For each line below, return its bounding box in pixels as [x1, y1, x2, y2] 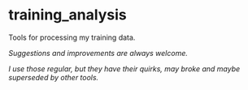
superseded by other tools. [8, 72, 99, 82]
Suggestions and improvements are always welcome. [8, 48, 189, 58]
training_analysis [8, 6, 128, 24]
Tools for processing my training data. [8, 32, 136, 42]
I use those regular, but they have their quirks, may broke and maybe [8, 63, 241, 74]
